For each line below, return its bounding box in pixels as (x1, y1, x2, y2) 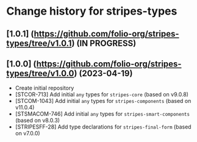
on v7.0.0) (15, 130, 41, 137)
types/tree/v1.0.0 (6, 68, 74, 79)
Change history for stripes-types (6, 4, 177, 18)
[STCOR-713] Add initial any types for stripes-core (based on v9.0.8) (15, 91, 189, 98)
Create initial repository (15, 84, 74, 92)
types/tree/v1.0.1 (6, 38, 72, 48)
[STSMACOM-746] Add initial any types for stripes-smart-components (15, 110, 190, 118)
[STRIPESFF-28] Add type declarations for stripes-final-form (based (15, 123, 192, 130)
